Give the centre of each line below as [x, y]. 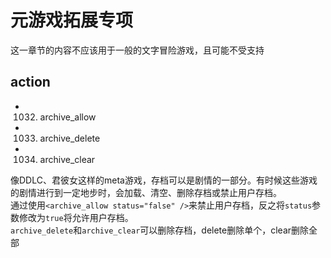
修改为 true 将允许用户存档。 [76, 217]
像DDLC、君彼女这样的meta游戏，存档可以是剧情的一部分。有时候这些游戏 [164, 180]
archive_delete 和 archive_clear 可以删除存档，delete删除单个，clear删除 [160, 230]
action [30, 82]
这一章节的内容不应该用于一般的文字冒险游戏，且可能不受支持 [137, 50]
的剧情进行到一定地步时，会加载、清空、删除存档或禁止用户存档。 [146, 192]
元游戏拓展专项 [72, 20]
